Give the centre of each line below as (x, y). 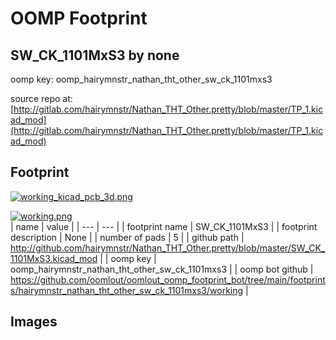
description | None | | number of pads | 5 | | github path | (127, 237)
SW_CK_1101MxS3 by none (95, 55)
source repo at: (41, 98)
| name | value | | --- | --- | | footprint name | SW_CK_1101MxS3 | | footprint (164, 226)
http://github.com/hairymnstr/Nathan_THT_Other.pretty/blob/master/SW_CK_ (168, 248)
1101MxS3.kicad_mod (54, 258)
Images (34, 322)
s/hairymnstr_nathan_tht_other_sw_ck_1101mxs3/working (127, 290)
